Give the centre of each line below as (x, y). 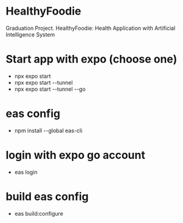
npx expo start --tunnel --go (50, 89)
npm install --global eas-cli (48, 130)
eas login (26, 172)
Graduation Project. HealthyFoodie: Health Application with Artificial (91, 28)
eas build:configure (39, 213)
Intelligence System (30, 34)
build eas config (47, 196)
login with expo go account (75, 155)
